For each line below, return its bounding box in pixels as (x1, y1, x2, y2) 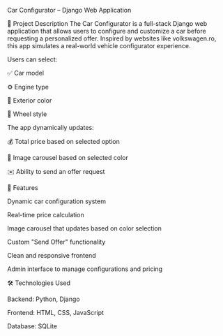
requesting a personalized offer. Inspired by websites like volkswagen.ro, (7, 34, 217, 43)
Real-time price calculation (7, 211, 85, 219)
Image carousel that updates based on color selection (7, 224, 162, 233)
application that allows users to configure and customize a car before (7, 27, 207, 35)
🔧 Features (7, 184, 38, 191)
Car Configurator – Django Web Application (7, 6, 132, 14)
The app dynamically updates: (7, 124, 94, 131)
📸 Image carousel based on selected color (7, 154, 129, 161)
